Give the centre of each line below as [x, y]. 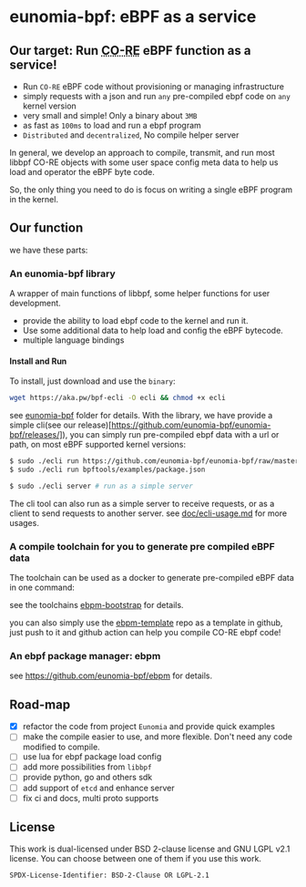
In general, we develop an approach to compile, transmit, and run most [142, 153]
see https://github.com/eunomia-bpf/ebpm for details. [111, 676]
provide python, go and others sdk [87, 778]
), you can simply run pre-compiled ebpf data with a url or [171, 435]
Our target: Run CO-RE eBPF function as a [130, 51]
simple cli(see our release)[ [61, 425]
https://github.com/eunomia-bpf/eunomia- [191, 425]
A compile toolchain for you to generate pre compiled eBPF [142, 546]
